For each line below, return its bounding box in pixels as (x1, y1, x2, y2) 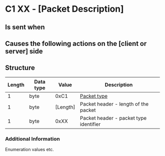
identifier (80, 121, 101, 128)
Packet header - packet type (80, 114, 147, 121)
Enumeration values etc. (5, 147, 54, 153)
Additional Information (5, 135, 60, 142)
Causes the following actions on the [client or (5, 39, 147, 47)
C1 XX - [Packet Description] (5, 3, 124, 15)
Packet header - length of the (80, 100, 149, 107)
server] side (5, 47, 43, 55)
